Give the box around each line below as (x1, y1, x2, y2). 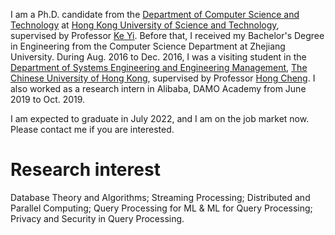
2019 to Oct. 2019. (10, 94, 86, 105)
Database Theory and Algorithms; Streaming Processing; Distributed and (10, 191, 311, 203)
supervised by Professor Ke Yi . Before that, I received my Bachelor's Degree (10, 30, 325, 41)
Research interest (10, 159, 161, 181)
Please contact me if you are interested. (10, 124, 175, 135)
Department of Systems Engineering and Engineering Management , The (10, 62, 308, 73)
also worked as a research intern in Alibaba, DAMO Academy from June (10, 83, 307, 94)
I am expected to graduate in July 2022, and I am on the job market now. (10, 113, 310, 124)
